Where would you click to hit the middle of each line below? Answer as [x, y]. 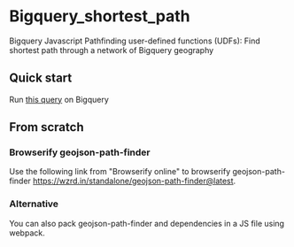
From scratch [46, 127]
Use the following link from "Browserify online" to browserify [120, 172]
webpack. [27, 233]
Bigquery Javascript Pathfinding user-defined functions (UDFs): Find [135, 41]
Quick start [41, 78]
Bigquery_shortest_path [100, 16]
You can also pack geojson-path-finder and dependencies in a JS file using [147, 223]
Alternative [34, 204]
